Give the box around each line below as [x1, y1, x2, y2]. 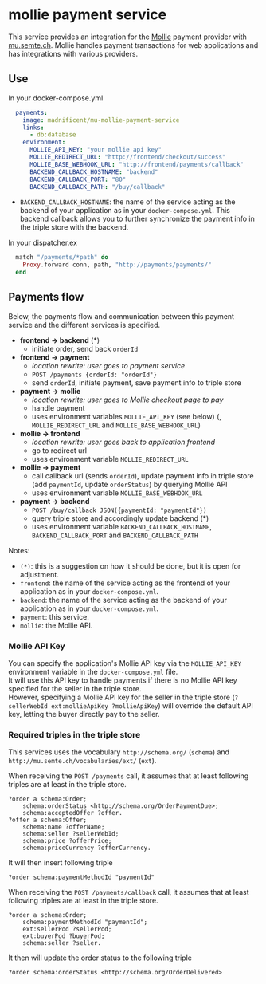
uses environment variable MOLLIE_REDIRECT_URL [31, 454, 189, 463]
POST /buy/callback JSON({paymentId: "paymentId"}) [31, 506, 207, 514]
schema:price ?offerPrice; [22, 837, 112, 845]
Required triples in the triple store [8, 730, 141, 741]
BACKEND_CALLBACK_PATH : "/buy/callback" [29, 183, 166, 191]
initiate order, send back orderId [31, 344, 139, 353]
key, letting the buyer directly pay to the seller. [8, 710, 160, 719]
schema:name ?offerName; [22, 823, 105, 831]
